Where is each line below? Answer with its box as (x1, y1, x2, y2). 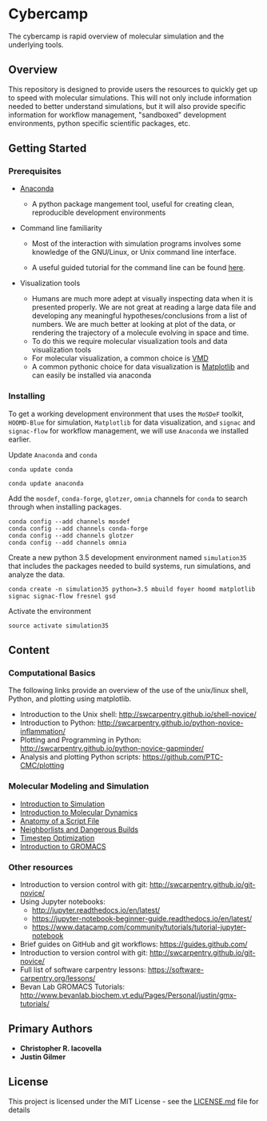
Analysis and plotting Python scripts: (19, 752, 141, 762)
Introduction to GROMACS (19, 841, 106, 851)
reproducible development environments (31, 208, 166, 217)
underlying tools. (8, 39, 64, 49)
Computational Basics (8, 667, 96, 679)
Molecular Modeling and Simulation (8, 780, 149, 792)
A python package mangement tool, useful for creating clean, (31, 200, 234, 209)
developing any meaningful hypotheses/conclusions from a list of (31, 311, 248, 321)
